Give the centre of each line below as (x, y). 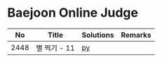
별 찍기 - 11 (55, 48)
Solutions (98, 35)
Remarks (136, 35)
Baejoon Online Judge (73, 13)
